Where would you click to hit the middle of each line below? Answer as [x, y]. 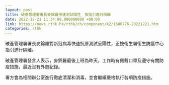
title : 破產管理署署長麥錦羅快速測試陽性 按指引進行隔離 [58, 15]
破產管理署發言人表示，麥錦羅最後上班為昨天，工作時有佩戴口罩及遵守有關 [82, 60]
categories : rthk [23, 29]
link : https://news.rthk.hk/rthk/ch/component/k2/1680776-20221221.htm [82, 24]
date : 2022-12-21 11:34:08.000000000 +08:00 [53, 19]
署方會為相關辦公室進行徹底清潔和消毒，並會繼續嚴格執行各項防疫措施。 [80, 77]
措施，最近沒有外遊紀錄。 [36, 67]
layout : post [19, 10]
